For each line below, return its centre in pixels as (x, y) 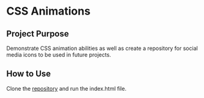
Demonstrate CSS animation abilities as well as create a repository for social (102, 48)
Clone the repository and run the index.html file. (67, 88)
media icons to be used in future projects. (59, 55)
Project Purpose (38, 34)
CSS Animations (48, 11)
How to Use (29, 74)
